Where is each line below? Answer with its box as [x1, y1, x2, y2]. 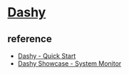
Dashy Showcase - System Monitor [17, 59, 122, 68]
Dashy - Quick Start [17, 51, 76, 60]
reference [7, 33, 52, 45]
